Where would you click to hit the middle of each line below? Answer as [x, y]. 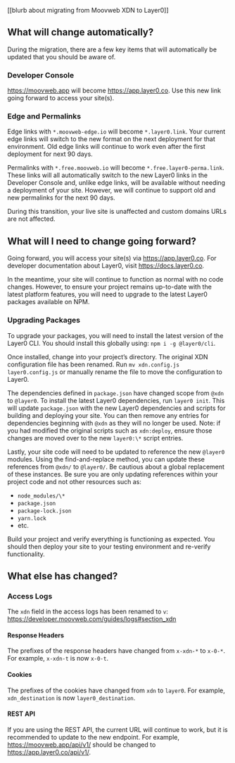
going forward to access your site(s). [61, 98]
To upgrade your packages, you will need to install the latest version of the [115, 335]
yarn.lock [32, 518]
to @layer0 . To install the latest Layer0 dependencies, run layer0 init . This [116, 400]
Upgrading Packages [44, 320]
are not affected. [31, 219]
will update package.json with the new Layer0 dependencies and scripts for [117, 408]
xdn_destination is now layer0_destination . [71, 697]
